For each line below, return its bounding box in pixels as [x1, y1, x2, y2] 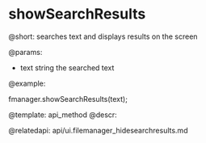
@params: [8, 47, 43, 57]
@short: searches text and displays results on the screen [8, 32, 198, 41]
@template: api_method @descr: [8, 110, 117, 120]
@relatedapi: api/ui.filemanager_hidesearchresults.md [8, 125, 188, 135]
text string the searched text [19, 62, 115, 73]
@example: [8, 78, 46, 88]
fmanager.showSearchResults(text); [8, 94, 128, 103]
